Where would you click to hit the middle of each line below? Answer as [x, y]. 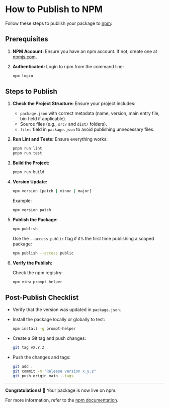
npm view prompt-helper [37, 282]
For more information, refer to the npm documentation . [62, 400]
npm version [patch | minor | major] [52, 191]
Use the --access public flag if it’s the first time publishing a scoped [83, 238]
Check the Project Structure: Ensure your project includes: [74, 104]
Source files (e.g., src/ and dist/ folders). [63, 124]
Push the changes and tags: [41, 357]
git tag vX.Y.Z [28, 348]
